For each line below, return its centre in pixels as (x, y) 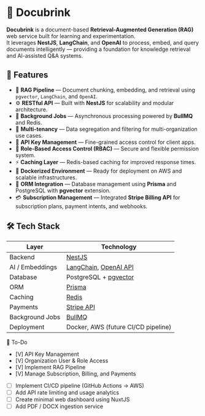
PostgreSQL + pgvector (100, 277)
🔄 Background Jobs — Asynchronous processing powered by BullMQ (104, 116)
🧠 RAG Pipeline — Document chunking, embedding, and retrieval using (105, 90)
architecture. (31, 109)
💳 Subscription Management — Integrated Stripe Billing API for (98, 197)
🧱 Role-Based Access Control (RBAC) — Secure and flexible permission (107, 148)
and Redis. (29, 122)
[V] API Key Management (47, 354)
